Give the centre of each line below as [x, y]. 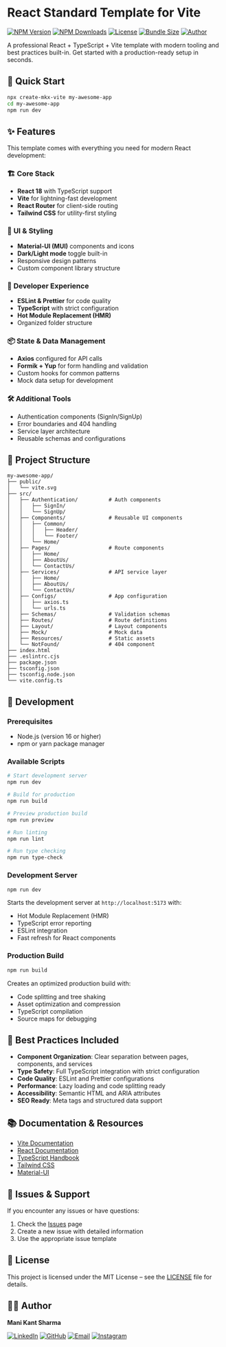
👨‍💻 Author [30, 1306]
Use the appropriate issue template [67, 1239]
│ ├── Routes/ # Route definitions [87, 620]
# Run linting [27, 832]
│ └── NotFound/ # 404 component [81, 645]
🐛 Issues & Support [49, 1194]
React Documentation [48, 1151]
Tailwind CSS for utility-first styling [67, 213]
